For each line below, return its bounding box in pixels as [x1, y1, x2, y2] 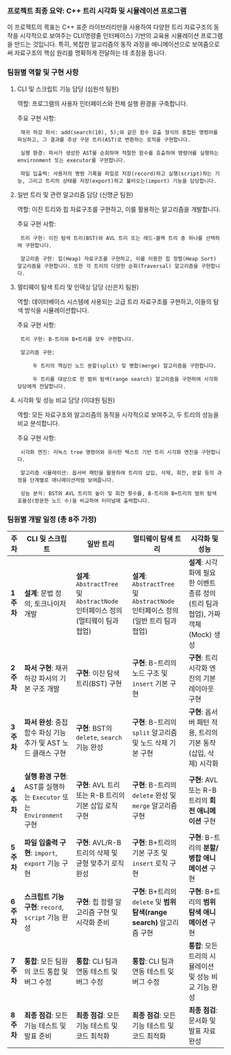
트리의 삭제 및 [76, 848, 118, 858]
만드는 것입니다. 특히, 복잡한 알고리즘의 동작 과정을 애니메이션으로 [14, 40, 190, 49]
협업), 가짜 [188, 609, 221, 618]
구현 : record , [23, 902, 64, 912]
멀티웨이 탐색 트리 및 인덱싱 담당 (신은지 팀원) [16, 283, 140, 291]
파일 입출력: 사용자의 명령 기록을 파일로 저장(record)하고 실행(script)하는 [20, 170, 212, 177]
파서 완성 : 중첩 [23, 717, 68, 727]
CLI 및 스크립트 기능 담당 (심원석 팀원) [16, 85, 119, 93]
